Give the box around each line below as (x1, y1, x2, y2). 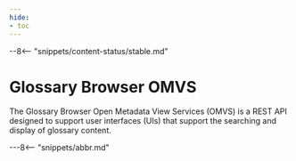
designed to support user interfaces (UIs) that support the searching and (9, 116, 277, 126)
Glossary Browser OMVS (9, 76, 197, 97)
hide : (9, 12, 29, 22)
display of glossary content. (9, 125, 111, 136)
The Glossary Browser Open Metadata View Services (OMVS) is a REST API (9, 106, 288, 117)
